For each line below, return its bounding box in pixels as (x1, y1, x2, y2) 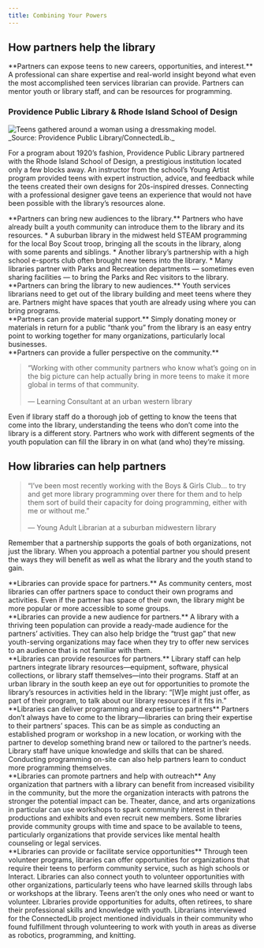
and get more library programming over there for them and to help (27, 489, 243, 498)
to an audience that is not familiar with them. (8, 645, 152, 655)
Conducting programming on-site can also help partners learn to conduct (8, 754, 247, 763)
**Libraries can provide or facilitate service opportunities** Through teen (8, 846, 248, 856)
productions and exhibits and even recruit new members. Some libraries (8, 813, 242, 823)
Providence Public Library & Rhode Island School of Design (8, 106, 238, 118)
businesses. (8, 339, 47, 349)
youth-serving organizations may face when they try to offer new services (8, 636, 250, 647)
